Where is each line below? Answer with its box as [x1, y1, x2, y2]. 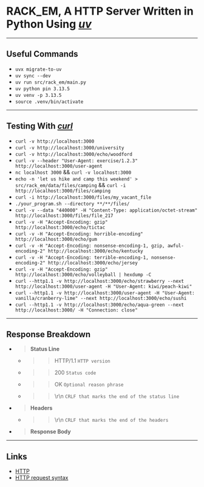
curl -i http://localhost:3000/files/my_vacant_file [15, 194, 152, 201]
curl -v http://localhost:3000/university [15, 144, 124, 151]
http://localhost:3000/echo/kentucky [47, 248, 144, 254]
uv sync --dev [15, 73, 51, 79]
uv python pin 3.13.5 [15, 85, 70, 92]
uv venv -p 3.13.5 [15, 92, 62, 98]
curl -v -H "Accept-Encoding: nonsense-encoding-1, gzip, [15, 243, 165, 249]
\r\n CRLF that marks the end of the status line [54, 393, 180, 400]
